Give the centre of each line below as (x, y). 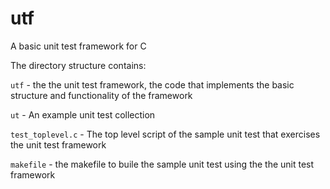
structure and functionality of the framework (101, 95)
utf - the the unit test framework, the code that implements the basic (152, 84)
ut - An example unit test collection (83, 114)
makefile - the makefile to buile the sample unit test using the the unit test (162, 164)
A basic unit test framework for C (78, 46)
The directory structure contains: (78, 65)
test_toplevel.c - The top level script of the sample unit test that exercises (165, 134)
